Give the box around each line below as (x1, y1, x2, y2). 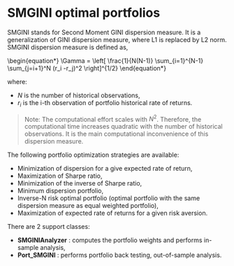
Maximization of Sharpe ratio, (17, 171, 103, 180)
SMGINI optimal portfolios (7, 5, 161, 21)
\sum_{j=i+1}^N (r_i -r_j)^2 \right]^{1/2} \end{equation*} (7, 64, 166, 72)
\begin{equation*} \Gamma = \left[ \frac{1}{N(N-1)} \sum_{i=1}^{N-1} (7, 56, 204, 64)
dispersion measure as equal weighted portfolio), (17, 202, 159, 210)
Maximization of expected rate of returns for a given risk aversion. (17, 209, 208, 218)
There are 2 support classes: (7, 223, 90, 231)
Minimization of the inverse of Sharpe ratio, (17, 179, 142, 188)
